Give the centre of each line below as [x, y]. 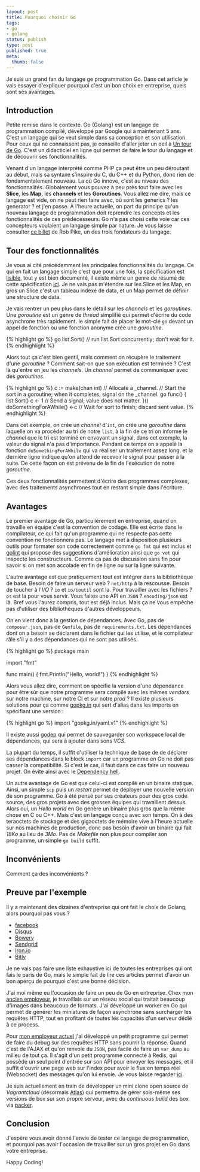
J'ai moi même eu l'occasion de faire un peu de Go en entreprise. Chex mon [100, 992]
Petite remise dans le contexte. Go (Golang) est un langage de [83, 125]
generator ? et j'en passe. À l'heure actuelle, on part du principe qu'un [93, 207]
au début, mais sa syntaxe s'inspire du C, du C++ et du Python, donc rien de [100, 175]
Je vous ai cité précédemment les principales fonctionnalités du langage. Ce [100, 265]
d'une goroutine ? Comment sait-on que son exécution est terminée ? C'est [99, 364]
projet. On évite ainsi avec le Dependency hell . [63, 771]
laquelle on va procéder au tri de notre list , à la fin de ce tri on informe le [97, 431]
